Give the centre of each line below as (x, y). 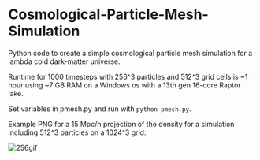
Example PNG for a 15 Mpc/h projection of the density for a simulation (121, 124)
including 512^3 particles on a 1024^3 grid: (77, 132)
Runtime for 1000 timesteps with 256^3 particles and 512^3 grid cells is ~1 (128, 76)
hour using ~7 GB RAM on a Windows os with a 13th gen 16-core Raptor (125, 85)
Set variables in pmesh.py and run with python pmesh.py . (100, 109)
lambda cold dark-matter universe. (64, 61)
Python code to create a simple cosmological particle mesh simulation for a (130, 53)
